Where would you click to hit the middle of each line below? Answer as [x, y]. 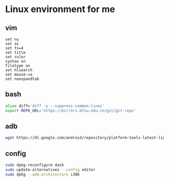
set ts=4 [14, 48]
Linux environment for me [60, 9]
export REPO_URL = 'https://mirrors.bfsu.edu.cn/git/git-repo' [71, 111]
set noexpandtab [22, 79]
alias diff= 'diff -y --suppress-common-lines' [55, 106]
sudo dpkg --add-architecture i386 [43, 174]
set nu [12, 39]
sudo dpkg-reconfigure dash [35, 165]
